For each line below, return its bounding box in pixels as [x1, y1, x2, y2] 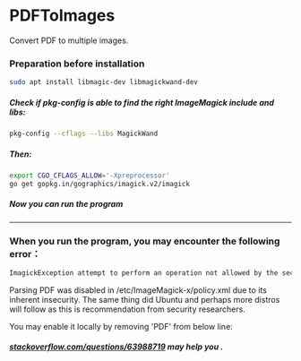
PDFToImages [9, 5, 116, 26]
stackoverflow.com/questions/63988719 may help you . [9, 341, 224, 352]
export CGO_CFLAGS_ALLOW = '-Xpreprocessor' [9, 171, 170, 180]
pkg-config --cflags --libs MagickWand [9, 129, 159, 139]
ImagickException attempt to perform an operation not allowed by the [9, 268, 279, 278]
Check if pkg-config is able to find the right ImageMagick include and [9, 97, 275, 107]
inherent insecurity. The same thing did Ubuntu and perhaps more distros [9, 294, 280, 305]
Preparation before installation [9, 57, 145, 70]
